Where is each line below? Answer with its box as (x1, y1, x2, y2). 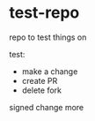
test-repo (9, 3, 80, 23)
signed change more (9, 102, 84, 112)
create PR (21, 75, 58, 86)
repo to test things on (9, 32, 87, 42)
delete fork (21, 85, 62, 95)
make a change (21, 65, 78, 77)
